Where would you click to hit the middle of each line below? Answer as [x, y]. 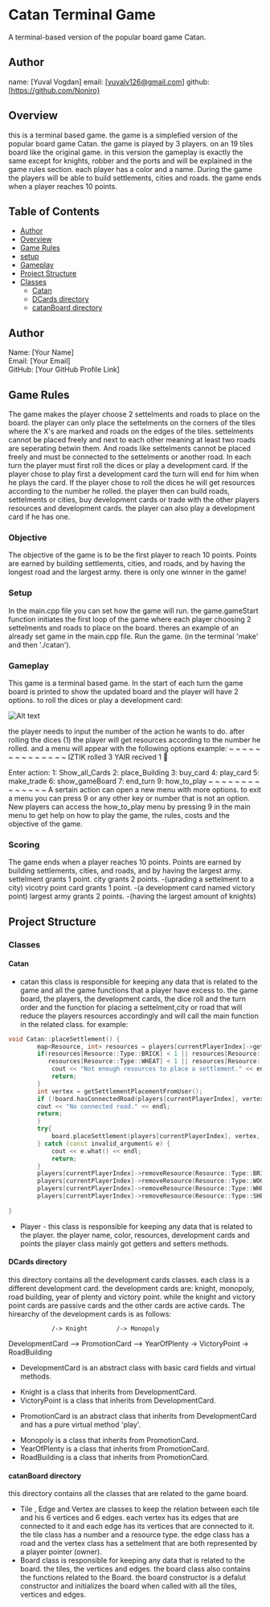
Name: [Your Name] [41, 352]
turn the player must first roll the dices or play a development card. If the [128, 465]
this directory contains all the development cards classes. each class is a [129, 1280]
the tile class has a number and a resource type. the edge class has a [135, 1535]
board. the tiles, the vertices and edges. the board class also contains [135, 1569]
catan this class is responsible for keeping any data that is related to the [139, 981]
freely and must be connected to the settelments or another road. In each [130, 457]
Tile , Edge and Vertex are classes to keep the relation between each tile [139, 1509]
